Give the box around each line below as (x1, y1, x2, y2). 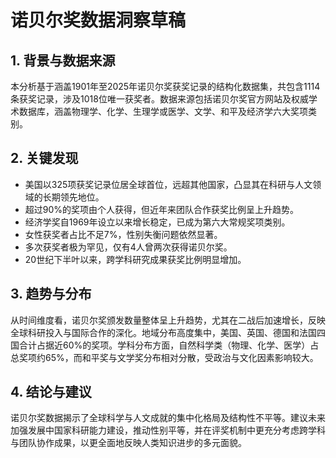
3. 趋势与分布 (10, 286, 92, 303)
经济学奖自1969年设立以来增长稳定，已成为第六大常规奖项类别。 (24, 216, 291, 228)
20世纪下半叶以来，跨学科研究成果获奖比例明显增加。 (24, 253, 247, 265)
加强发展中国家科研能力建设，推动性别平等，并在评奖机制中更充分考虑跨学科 (10, 424, 326, 436)
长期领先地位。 (42, 191, 105, 203)
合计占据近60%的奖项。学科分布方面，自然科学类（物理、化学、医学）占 (18, 339, 320, 351)
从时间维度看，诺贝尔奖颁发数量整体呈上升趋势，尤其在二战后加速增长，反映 (10, 314, 326, 326)
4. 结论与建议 (10, 384, 92, 401)
